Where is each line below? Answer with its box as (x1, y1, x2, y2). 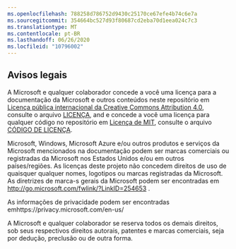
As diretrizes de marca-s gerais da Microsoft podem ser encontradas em (7, 176, 220, 185)
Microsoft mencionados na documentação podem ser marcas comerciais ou (7, 146, 230, 155)
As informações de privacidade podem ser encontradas (7, 198, 170, 206)
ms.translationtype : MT (7, 23, 78, 30)
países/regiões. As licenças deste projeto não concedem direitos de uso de (7, 162, 227, 170)
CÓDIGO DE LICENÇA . (7, 125, 73, 134)
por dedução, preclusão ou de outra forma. (7, 233, 133, 242)
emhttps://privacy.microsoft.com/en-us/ (7, 205, 124, 214)
